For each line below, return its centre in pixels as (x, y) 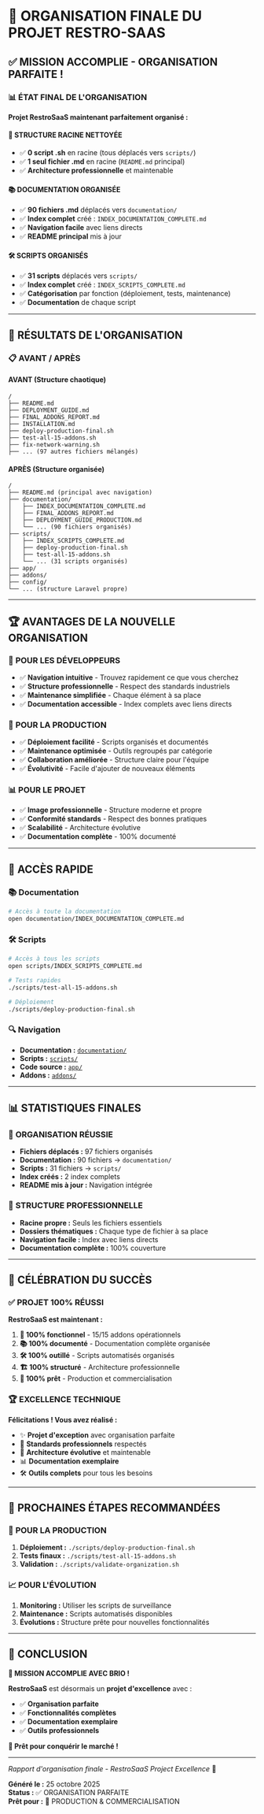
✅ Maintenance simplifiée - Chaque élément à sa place (110, 695)
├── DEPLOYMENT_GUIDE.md (49, 410)
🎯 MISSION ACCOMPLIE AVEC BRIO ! (69, 1673)
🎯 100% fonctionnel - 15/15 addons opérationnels (100, 1335)
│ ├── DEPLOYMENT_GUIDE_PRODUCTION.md (75, 520)
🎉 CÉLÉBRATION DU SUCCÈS (80, 1280)
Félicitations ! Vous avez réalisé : (63, 1419)
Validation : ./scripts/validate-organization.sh (99, 1564)
